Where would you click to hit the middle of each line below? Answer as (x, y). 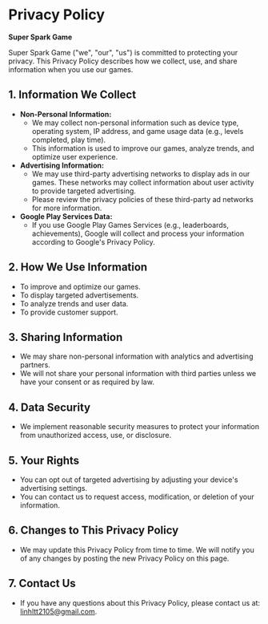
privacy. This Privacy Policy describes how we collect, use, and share (123, 61)
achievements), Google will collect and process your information (138, 233)
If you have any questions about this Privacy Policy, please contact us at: (140, 602)
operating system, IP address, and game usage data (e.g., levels (138, 131)
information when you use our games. (71, 69)
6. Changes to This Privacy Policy (94, 531)
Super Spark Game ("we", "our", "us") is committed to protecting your (123, 52)
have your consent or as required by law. (87, 382)
